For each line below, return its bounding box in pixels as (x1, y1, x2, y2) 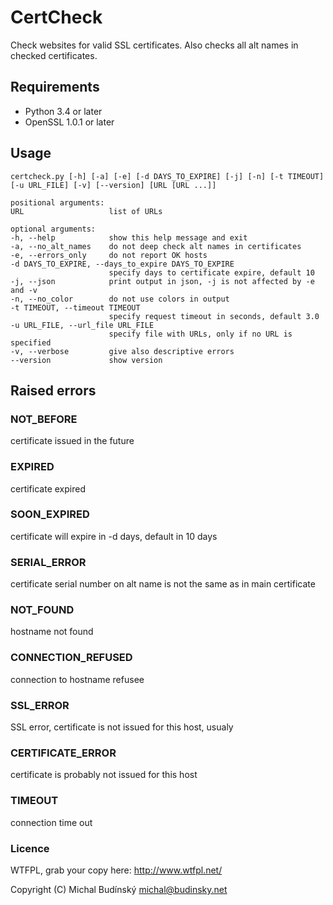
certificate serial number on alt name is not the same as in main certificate (10, 578, 316, 590)
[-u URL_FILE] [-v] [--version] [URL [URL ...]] (10, 180, 217, 190)
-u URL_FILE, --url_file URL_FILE (10, 320, 155, 330)
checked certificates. (10, 49, 98, 61)
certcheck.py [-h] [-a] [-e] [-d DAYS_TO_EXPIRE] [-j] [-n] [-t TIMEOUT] (10, 171, 325, 181)
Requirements (10, 79, 100, 96)
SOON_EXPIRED (10, 507, 90, 521)
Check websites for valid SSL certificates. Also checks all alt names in (10, 39, 299, 51)
